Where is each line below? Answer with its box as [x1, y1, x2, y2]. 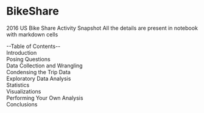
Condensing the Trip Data [6, 68, 71, 75]
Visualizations [6, 87, 41, 95]
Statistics [6, 81, 30, 89]
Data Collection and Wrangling [6, 62, 83, 69]
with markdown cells [6, 30, 58, 38]
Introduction [6, 49, 37, 56]
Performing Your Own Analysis [6, 94, 83, 101]
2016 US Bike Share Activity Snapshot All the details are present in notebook [6, 24, 198, 32]
